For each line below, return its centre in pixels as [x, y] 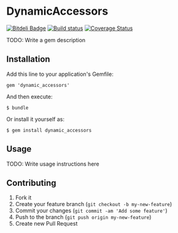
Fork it [23, 198]
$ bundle [17, 108]
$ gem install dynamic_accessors [49, 130]
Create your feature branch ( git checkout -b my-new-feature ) [94, 204]
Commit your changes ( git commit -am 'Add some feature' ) [91, 211]
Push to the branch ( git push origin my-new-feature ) [83, 217]
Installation [28, 59]
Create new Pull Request [46, 224]
